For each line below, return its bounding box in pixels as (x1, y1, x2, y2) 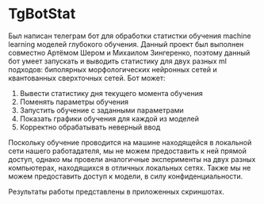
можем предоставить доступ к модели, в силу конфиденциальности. (8, 171, 243, 181)
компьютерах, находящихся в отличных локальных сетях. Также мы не (8, 163, 251, 172)
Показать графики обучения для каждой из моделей (19, 114, 200, 123)
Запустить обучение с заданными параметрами (19, 105, 184, 115)
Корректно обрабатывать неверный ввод (19, 122, 161, 132)
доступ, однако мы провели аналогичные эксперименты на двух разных (8, 154, 256, 164)
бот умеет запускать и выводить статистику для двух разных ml (8, 56, 228, 66)
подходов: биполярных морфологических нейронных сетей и (8, 64, 217, 74)
